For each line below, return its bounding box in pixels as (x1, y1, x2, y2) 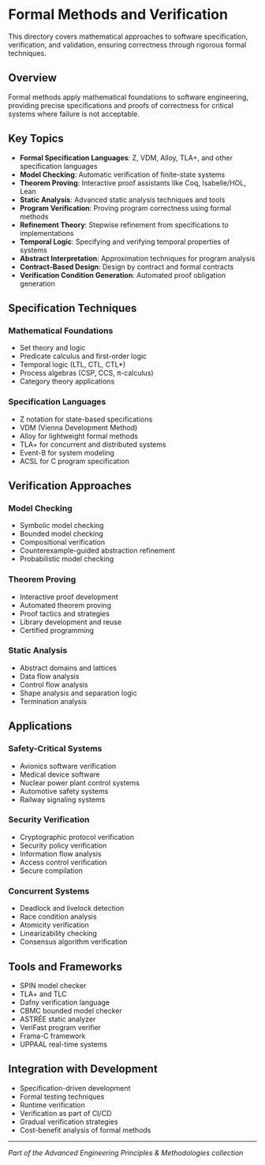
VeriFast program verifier (19, 1022, 101, 1032)
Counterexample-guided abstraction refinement (19, 546, 175, 556)
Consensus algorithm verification (19, 937, 128, 946)
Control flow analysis (19, 680, 88, 689)
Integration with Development (8, 1062, 158, 1076)
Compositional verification (19, 538, 106, 547)
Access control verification (19, 857, 108, 867)
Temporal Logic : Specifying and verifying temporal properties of (19, 237, 230, 246)
